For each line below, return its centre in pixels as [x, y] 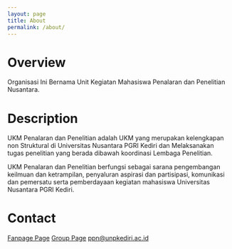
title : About [27, 21]
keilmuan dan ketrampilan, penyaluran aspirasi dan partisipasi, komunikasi [116, 174]
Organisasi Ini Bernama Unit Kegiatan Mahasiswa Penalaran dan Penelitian [116, 82]
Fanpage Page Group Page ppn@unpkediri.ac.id [78, 238]
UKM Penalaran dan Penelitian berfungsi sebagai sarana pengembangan [114, 167]
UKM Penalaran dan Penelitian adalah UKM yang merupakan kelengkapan [116, 138]
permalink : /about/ [36, 27]
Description [43, 118]
